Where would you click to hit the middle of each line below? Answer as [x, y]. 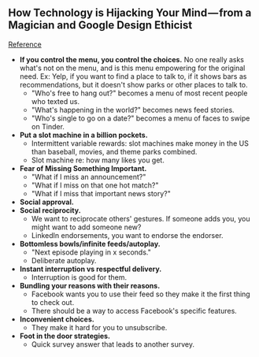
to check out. [53, 302]
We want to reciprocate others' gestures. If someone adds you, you [141, 218]
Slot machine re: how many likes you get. [98, 160]
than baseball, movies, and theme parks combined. [114, 151]
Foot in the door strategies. [65, 336]
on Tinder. [48, 126]
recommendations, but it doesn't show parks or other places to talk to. [133, 84]
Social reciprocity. [50, 210]
